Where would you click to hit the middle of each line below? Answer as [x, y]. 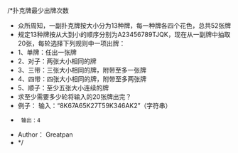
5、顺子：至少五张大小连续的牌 [63, 88]
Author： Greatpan [45, 134]
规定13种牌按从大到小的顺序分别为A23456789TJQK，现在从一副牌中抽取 [124, 35]
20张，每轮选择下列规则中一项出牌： [71, 43]
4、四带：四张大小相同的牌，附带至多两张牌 [82, 79]
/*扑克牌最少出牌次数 [38, 10]
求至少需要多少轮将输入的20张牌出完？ [75, 97]
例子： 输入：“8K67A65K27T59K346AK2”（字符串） [94, 106]
